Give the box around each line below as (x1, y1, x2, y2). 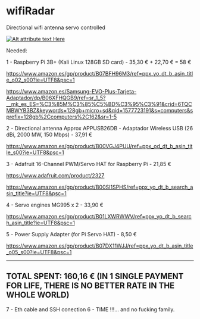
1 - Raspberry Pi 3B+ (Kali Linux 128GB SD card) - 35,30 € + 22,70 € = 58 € (6, 58, 192, 65)
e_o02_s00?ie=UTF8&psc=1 (6, 76, 76, 83)
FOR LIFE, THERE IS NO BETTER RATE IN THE (6, 281, 175, 291)
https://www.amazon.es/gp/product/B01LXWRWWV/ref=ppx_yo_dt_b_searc (6, 212, 192, 220)
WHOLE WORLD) (6, 290, 70, 300)
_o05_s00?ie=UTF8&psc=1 (6, 248, 72, 255)
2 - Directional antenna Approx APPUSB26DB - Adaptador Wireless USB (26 (6, 124, 193, 132)
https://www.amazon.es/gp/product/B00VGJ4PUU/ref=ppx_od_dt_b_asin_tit (6, 142, 193, 149)
